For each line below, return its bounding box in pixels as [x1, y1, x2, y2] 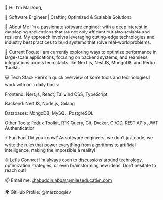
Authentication [5, 125, 35, 131]
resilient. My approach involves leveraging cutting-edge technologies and [5, 34, 155, 40]
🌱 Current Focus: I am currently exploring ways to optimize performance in [5, 49, 157, 55]
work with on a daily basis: [5, 82, 59, 87]
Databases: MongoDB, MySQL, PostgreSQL [5, 110, 94, 116]
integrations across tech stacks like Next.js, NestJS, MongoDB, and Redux [5, 60, 156, 65]
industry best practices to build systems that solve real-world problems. [5, 39, 151, 45]
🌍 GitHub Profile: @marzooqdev [5, 189, 71, 195]
